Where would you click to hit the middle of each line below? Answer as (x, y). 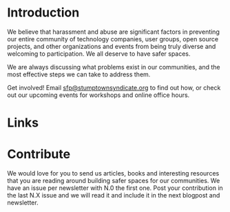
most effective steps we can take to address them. (79, 74)
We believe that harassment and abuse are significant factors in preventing (114, 32)
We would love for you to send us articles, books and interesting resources (113, 173)
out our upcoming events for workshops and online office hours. (98, 95)
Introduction (43, 13)
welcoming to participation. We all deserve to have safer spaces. (99, 54)
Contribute (39, 155)
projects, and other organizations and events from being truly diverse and (112, 46)
